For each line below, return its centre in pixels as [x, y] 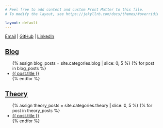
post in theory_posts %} [36, 111]
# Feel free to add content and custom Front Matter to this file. [75, 9]
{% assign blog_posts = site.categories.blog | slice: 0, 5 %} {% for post [83, 63]
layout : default [21, 23]
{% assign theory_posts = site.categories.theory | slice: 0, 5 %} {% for [82, 105]
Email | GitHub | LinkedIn [30, 36]
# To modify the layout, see [34, 14]
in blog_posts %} [29, 69]
